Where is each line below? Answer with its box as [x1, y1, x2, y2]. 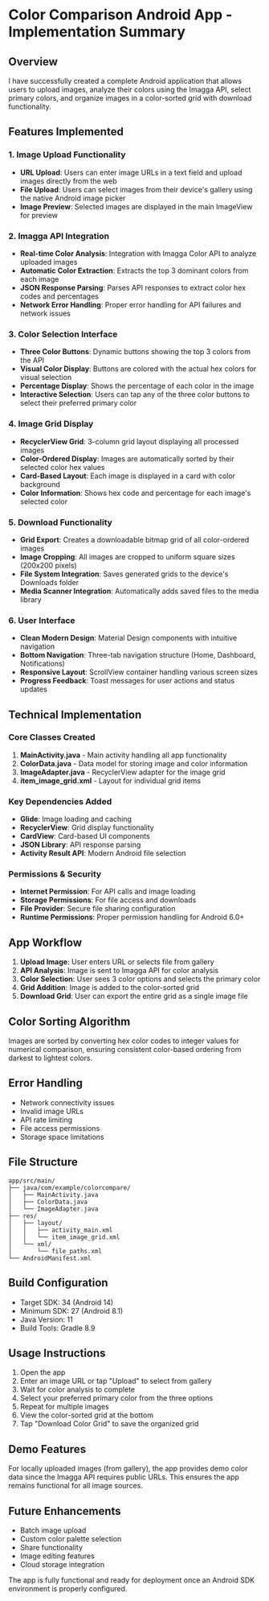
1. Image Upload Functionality [8, 149, 126, 160]
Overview [8, 55, 59, 68]
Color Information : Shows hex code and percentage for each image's [19, 488, 251, 497]
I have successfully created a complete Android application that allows [8, 76, 243, 85]
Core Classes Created [8, 732, 96, 743]
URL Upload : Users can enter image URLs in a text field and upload [19, 167, 243, 177]
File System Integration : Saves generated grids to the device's [19, 569, 229, 579]
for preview [19, 210, 59, 220]
